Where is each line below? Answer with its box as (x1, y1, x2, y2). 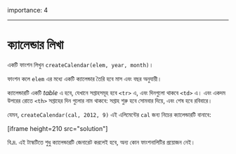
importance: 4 (7, 6, 48, 14)
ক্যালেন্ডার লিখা (7, 37, 64, 53)
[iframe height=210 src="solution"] (7, 124, 108, 132)
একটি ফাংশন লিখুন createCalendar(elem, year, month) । (7, 60, 154, 69)
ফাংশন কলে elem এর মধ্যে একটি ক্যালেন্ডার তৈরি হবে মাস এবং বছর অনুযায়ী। (7, 74, 162, 83)
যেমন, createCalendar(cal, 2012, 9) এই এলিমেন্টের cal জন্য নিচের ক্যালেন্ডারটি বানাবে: (7, 110, 211, 118)
